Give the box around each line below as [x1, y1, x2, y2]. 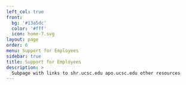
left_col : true [6, 8, 44, 15]
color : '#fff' [11, 25, 47, 32]
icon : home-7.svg [11, 31, 55, 37]
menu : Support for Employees [6, 48, 79, 54]
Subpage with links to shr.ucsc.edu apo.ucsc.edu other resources [11, 70, 181, 76]
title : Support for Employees [6, 59, 82, 65]
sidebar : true [6, 53, 42, 59]
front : [6, 14, 23, 20]
